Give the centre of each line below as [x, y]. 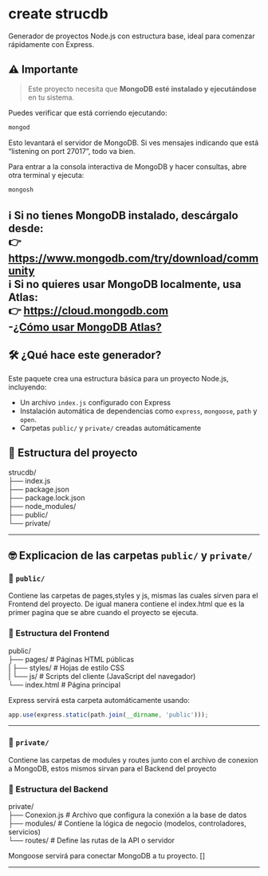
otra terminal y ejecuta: [46, 175]
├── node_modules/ [42, 506]
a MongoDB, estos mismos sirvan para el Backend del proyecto [112, 768]
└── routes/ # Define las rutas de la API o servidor [92, 840]
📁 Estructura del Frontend [59, 633]
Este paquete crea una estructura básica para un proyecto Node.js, [118, 378]
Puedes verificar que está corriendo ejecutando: [88, 112]
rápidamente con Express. [51, 44]
